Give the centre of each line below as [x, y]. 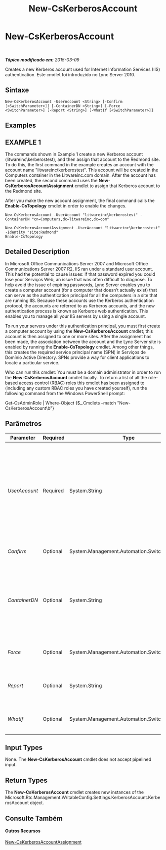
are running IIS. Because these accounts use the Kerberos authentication [80, 300]
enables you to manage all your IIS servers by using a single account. [76, 316]
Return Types [26, 780]
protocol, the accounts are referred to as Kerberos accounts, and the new [80, 305]
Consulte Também [34, 818]
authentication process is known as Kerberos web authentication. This [77, 311]
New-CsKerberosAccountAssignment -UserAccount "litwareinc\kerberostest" [83, 228]
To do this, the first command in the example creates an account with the [80, 164]
